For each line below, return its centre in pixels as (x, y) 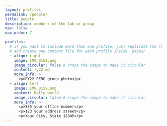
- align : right (25, 56)
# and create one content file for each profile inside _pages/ (78, 51)
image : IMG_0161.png (35, 60)
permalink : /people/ (27, 14)
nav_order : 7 (19, 33)
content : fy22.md (32, 70)
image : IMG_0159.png (35, 88)
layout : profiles (23, 10)
